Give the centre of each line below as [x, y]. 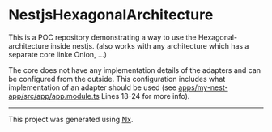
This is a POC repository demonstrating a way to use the [102, 37]
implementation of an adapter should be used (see [92, 87]
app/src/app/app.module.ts [54, 96]
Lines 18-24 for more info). [145, 96]
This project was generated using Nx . [71, 119]
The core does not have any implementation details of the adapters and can [135, 70]
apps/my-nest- [203, 87]
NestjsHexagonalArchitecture [111, 15]
